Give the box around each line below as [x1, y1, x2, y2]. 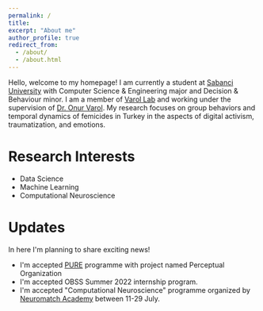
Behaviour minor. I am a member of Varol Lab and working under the [8, 94, 231, 104]
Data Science [19, 174, 64, 183]
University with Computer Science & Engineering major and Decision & [8, 86, 239, 95]
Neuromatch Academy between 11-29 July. [19, 294, 161, 303]
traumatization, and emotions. [8, 120, 105, 129]
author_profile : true [8, 33, 80, 42]
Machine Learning [19, 182, 79, 191]
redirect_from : [8, 41, 59, 49]
